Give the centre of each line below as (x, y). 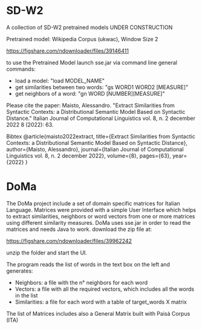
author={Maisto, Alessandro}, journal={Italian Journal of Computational (95, 149)
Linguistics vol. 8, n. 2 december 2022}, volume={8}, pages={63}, (89, 156)
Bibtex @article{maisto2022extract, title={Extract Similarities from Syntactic (101, 136)
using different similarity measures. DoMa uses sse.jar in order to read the (99, 222)
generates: (20, 271)
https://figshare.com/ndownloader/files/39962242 (69, 241)
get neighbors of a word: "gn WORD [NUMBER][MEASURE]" (90, 93)
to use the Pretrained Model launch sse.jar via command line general (92, 62)
